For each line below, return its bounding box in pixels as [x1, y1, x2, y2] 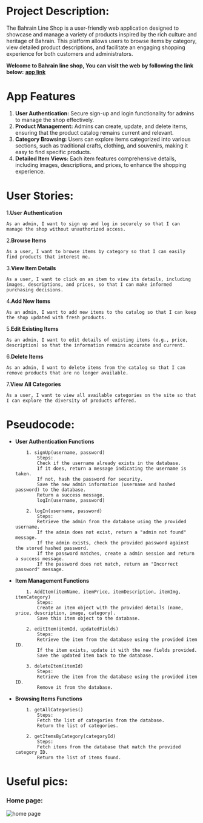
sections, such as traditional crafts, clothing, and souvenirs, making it [15, 141, 188, 149]
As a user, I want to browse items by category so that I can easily [6, 248, 186, 254]
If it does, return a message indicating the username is [37, 466, 187, 472]
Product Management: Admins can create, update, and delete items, [15, 123, 188, 130]
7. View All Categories [6, 381, 62, 388]
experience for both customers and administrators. [6, 50, 133, 57]
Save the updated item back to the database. [37, 652, 154, 659]
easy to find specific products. [15, 148, 92, 155]
